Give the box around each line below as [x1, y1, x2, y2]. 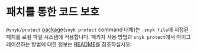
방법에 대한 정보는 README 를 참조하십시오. [31, 41, 132, 48]
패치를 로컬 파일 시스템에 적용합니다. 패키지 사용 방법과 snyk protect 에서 [6, 33, 176, 40]
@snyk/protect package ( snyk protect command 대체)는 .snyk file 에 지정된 [6, 26, 189, 33]
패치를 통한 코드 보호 [6, 5, 99, 19]
